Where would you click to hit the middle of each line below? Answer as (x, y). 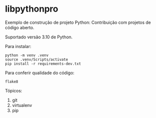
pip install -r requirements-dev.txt (43, 64)
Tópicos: (14, 90)
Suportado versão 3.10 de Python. (39, 37)
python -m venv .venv (27, 55)
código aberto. (20, 27)
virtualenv (22, 105)
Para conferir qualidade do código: (40, 73)
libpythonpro (32, 9)
